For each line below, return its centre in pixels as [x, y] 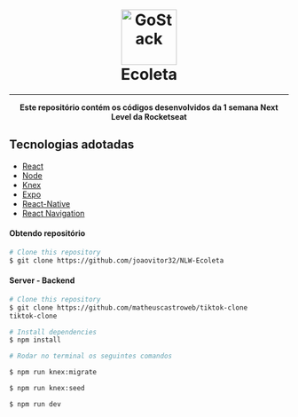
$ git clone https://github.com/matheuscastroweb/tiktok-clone [129, 307]
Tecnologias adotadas [72, 145]
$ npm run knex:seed [47, 389]
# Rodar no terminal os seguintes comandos [91, 356]
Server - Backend [42, 280]
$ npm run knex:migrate [53, 373]
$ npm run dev [35, 404]
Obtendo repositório [47, 233]
